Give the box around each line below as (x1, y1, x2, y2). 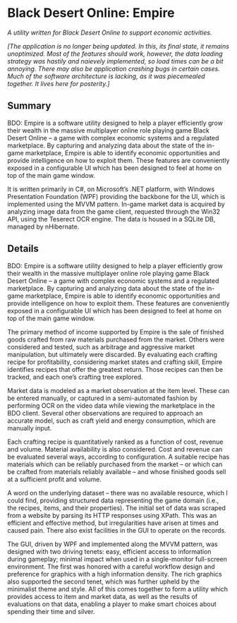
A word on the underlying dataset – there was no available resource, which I (7, 488, 228, 497)
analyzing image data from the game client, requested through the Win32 (7, 207, 221, 216)
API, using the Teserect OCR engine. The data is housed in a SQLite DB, (7, 214, 216, 223)
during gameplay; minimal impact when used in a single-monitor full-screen (7, 555, 228, 563)
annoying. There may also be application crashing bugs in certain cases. (7, 64, 220, 73)
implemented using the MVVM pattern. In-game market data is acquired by (7, 200, 226, 208)
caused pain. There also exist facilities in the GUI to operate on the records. (7, 526, 227, 534)
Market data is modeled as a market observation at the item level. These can (7, 386, 230, 394)
